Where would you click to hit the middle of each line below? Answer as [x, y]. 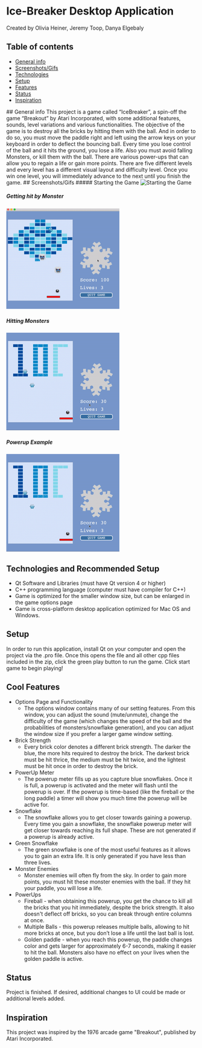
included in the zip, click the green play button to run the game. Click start [98, 662]
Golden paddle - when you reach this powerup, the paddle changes [108, 939]
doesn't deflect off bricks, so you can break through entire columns [108, 914]
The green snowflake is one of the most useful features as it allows [107, 849]
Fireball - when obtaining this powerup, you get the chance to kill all [108, 901]
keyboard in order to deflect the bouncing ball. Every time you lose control [99, 144]
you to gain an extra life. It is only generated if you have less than [105, 856]
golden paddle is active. [54, 958]
